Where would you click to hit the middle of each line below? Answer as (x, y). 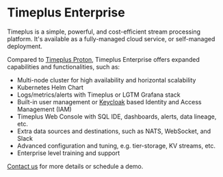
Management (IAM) (44, 109)
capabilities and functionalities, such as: (64, 67)
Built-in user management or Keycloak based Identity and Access (109, 102)
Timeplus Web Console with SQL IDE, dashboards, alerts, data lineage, (117, 116)
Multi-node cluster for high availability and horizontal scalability (106, 80)
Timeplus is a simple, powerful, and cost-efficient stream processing (104, 32)
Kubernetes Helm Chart (50, 87)
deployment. (25, 46)
